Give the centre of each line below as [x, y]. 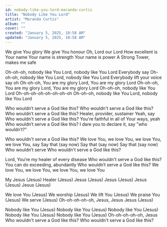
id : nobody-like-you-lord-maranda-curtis [49, 10]
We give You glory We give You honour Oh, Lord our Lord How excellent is [82, 52]
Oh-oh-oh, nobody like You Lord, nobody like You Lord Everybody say [77, 72]
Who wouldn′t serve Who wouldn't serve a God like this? [63, 150]
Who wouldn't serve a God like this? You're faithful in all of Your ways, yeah [83, 119]
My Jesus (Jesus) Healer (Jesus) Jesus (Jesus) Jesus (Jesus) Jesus [76, 180]
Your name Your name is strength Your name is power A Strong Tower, [78, 57]
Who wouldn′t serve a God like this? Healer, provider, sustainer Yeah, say [80, 113]
